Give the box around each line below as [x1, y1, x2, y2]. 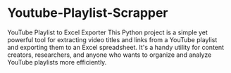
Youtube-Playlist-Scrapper [7, 5, 168, 21]
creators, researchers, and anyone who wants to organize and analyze [7, 51, 212, 59]
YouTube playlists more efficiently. [7, 58, 107, 66]
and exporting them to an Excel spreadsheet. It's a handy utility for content [7, 43, 224, 51]
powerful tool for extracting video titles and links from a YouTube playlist [7, 35, 218, 44]
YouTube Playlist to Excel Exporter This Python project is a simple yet [7, 28, 208, 36]
